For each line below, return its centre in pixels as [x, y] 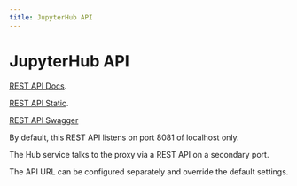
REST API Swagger [44, 120]
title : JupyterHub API [51, 17]
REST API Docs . [38, 86]
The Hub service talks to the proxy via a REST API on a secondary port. [139, 154]
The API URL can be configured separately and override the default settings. [149, 171]
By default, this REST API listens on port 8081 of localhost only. [124, 137]
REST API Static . [39, 103]
